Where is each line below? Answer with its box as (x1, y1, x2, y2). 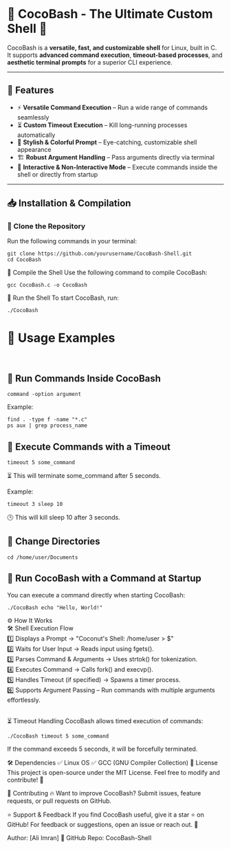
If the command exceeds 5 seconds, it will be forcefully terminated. (7, 745, 198, 753)
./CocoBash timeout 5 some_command (7, 732, 109, 740)
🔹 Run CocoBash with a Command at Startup (7, 573, 201, 584)
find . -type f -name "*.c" (7, 416, 88, 423)
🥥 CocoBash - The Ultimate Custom (7, 6, 213, 22)
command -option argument (7, 391, 81, 398)
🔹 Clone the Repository (7, 221, 86, 231)
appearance (16, 145, 52, 153)
